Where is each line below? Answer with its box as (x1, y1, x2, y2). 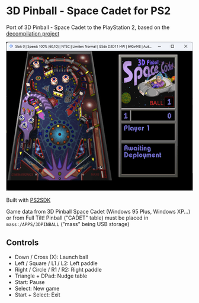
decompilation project (6, 30, 60, 37)
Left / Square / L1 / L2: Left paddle (14, 259, 98, 267)
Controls (6, 238, 39, 248)
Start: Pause (14, 278, 45, 285)
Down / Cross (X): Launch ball (14, 253, 88, 260)
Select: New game (14, 285, 60, 292)
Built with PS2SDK (6, 196, 51, 204)
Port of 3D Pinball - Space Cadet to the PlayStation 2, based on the (6, 24, 170, 31)
